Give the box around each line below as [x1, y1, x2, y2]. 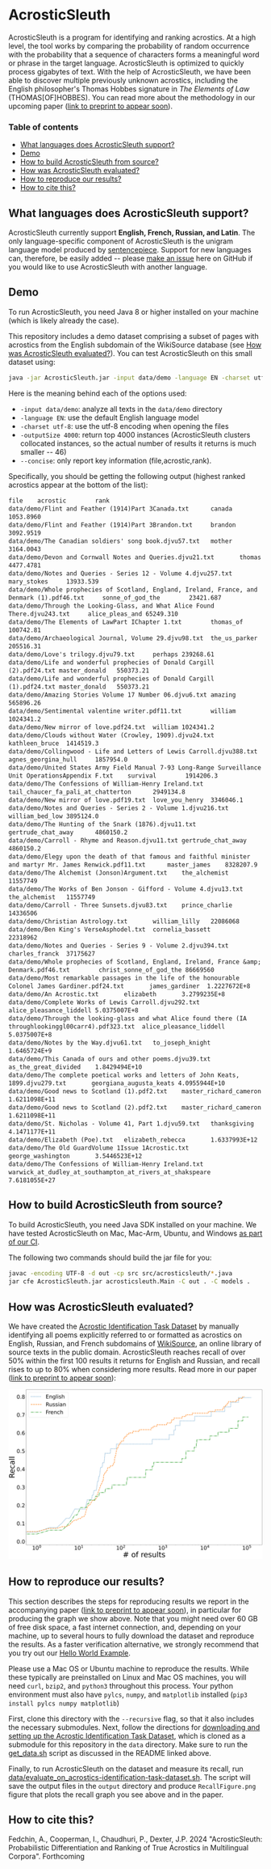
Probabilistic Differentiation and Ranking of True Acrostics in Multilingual [8, 1843, 248, 1853]
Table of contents [8, 121, 79, 133]
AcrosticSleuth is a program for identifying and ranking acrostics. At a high [8, 32, 256, 42]
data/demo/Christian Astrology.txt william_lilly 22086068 [8, 917, 240, 926]
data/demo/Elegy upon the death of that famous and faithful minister [8, 852, 251, 861]
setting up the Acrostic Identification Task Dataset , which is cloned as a [8, 1731, 246, 1740]
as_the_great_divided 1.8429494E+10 [8, 1062, 143, 1071]
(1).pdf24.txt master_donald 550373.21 [8, 682, 150, 691]
